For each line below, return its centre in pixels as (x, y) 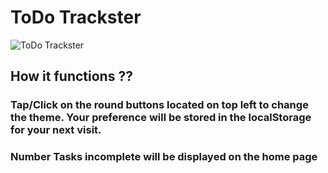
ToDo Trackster (76, 17)
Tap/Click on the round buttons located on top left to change (159, 105)
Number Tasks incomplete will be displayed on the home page (164, 157)
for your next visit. (56, 130)
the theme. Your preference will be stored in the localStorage (161, 118)
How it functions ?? (71, 76)
